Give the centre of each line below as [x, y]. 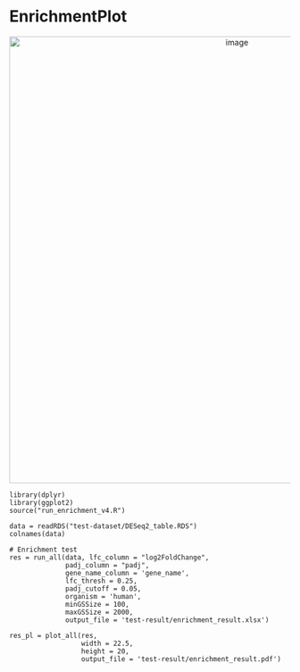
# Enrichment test [43, 550]
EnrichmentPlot [68, 17]
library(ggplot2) [42, 502]
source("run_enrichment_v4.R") [67, 510]
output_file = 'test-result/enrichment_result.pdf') [181, 659]
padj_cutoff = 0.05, [104, 588]
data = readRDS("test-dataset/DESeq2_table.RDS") [104, 526]
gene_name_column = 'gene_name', [128, 573]
